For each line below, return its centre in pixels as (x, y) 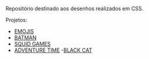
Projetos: (17, 20)
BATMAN (25, 37)
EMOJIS (24, 31)
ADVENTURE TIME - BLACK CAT (53, 50)
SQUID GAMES (32, 44)
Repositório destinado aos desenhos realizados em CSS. (74, 9)
